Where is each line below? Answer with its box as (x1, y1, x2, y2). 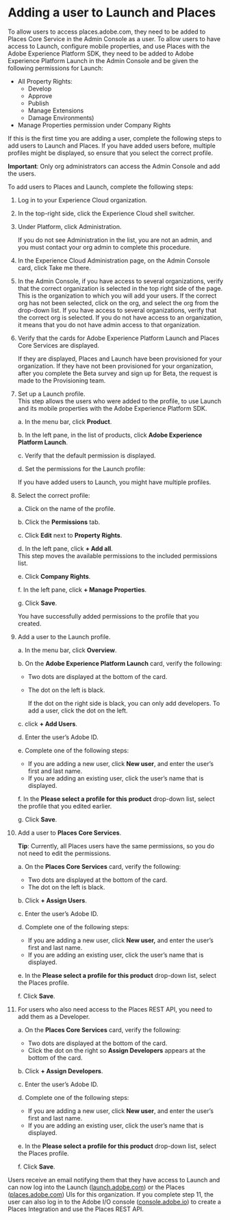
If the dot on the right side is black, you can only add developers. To (27, 699, 220, 707)
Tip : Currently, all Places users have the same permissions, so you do (17, 841, 215, 850)
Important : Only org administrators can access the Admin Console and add (8, 162, 220, 170)
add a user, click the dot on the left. (27, 706, 128, 715)
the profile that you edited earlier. (17, 802, 112, 810)
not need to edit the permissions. (17, 849, 112, 857)
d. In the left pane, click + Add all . (17, 544, 114, 553)
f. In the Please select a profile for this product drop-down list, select (17, 794, 215, 803)
